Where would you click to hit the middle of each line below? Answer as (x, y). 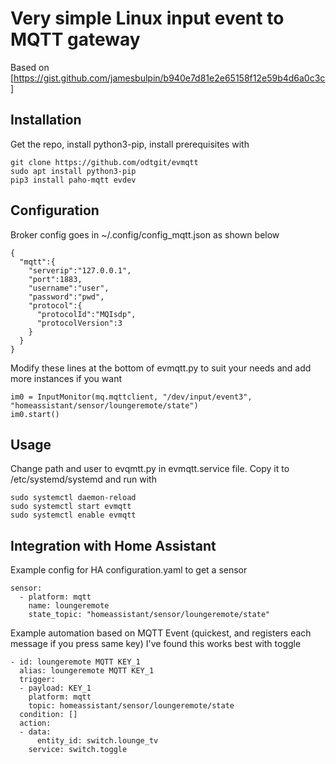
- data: (35, 732)
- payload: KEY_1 (55, 688)
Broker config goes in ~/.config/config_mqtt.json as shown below (145, 234)
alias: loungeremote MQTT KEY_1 (87, 671)
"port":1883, (55, 279)
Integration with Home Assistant (113, 545)
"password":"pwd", (66, 297)
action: (35, 723)
